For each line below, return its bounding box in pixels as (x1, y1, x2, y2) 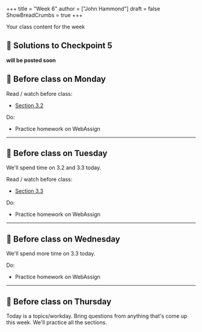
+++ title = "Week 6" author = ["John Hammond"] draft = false (6, 5, 161, 12)
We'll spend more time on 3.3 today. (6, 250, 96, 257)
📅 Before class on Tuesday (6, 148, 108, 158)
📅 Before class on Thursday (6, 296, 112, 307)
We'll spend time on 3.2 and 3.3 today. (6, 164, 102, 171)
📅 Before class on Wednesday (6, 234, 120, 244)
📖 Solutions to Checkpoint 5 (6, 40, 112, 51)
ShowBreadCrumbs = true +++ (6, 11, 83, 19)
